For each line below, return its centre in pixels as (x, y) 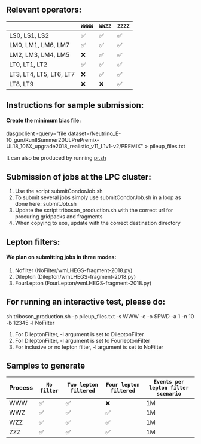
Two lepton (83, 385)
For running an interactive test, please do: (86, 302)
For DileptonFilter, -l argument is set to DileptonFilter (80, 334)
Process (21, 388)
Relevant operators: (44, 10)
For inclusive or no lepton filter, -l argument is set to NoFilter (89, 347)
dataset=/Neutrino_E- (95, 133)
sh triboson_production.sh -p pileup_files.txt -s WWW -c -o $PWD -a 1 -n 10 (100, 316)
